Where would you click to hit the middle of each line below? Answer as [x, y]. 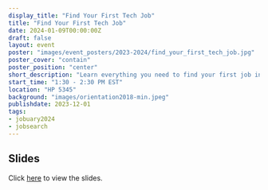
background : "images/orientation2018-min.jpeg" [89, 97]
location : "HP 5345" [43, 89]
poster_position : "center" [53, 68]
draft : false [30, 38]
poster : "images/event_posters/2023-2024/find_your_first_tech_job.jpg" [132, 52]
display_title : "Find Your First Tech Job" [82, 16]
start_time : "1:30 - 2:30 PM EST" [66, 82]
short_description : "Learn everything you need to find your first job [130, 75]
